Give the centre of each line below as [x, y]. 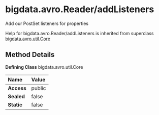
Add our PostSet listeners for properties [47, 23]
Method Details [30, 55]
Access [17, 88]
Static [15, 104]
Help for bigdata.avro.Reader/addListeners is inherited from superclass [80, 33]
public [39, 88]
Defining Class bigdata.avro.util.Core [44, 67]
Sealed [17, 96]
